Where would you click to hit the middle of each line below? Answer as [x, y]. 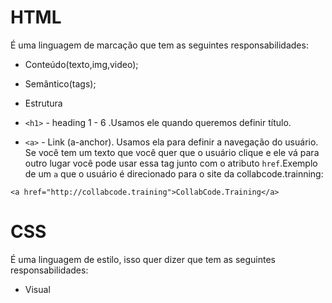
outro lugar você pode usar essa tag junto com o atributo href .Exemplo [171, 163]
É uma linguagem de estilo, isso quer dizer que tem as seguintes [143, 259]
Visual [37, 289]
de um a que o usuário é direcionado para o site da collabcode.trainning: [174, 173]
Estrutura [43, 103]
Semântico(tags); [60, 83]
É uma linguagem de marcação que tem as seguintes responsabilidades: [159, 45]
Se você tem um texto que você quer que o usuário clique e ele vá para [172, 152]
